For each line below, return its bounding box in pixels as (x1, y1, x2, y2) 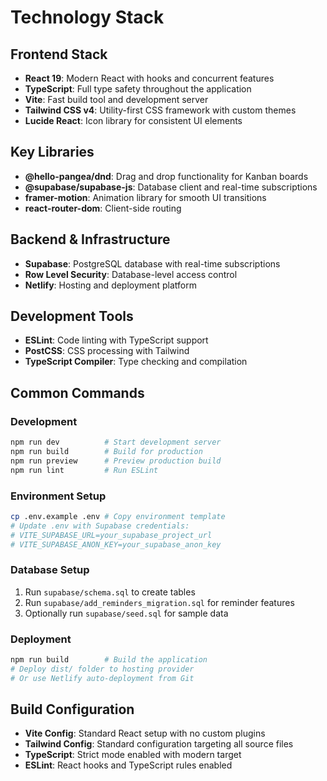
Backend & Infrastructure (10, 231, 171, 248)
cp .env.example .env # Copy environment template (10, 511, 226, 521)
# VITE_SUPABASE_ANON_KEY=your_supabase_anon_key (10, 539, 222, 550)
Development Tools (10, 308, 134, 325)
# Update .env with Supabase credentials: (10, 521, 190, 531)
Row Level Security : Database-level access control (24, 268, 238, 280)
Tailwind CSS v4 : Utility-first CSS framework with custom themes (24, 104, 297, 116)
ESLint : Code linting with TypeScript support (24, 334, 209, 346)
